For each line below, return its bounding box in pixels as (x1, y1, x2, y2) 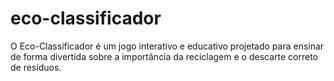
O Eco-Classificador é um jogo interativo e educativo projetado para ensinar (10, 40, 325, 52)
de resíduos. (10, 61, 62, 73)
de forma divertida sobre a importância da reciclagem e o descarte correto (10, 50, 318, 62)
